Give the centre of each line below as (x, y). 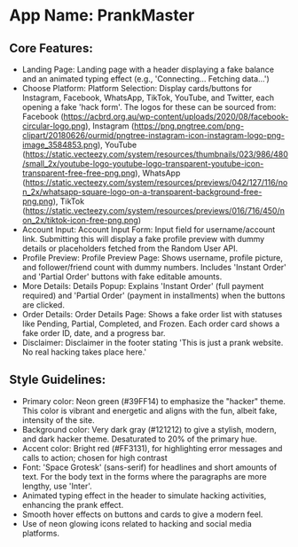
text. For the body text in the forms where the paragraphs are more (145, 476)
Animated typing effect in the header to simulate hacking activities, (144, 495)
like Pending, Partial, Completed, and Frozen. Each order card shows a (151, 324)
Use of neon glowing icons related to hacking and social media (137, 523)
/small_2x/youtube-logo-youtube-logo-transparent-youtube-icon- (143, 164)
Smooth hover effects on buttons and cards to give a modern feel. (142, 514)
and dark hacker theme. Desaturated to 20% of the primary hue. (139, 439)
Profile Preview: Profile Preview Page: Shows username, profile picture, (153, 258)
